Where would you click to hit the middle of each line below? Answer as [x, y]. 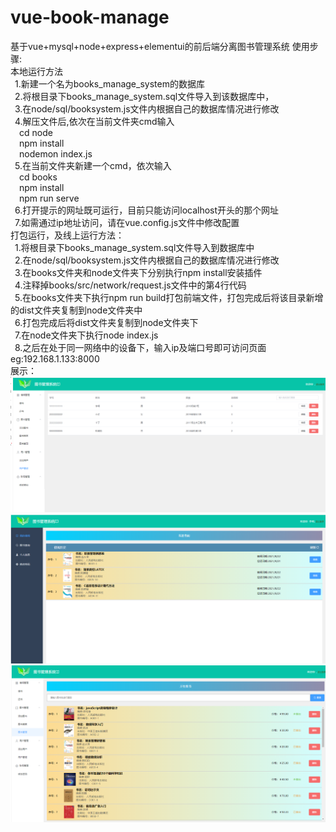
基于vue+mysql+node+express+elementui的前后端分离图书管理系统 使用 [160, 46]
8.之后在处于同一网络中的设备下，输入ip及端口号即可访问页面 [140, 347]
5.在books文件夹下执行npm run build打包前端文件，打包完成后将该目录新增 [169, 297]
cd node [36, 132]
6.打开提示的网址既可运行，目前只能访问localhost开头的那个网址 [147, 210]
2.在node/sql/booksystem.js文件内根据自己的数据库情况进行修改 [147, 260]
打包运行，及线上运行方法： [67, 235]
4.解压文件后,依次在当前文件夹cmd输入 [94, 121]
